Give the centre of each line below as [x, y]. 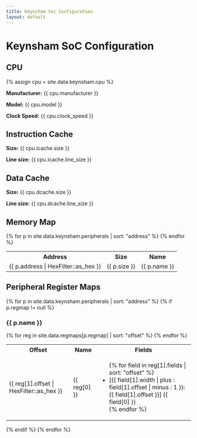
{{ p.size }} [121, 266]
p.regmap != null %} [30, 307]
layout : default [26, 17]
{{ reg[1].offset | [31, 383]
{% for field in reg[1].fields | [148, 365]
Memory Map [31, 222]
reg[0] [82, 388]
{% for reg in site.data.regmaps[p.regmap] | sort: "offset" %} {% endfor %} [97, 335]
